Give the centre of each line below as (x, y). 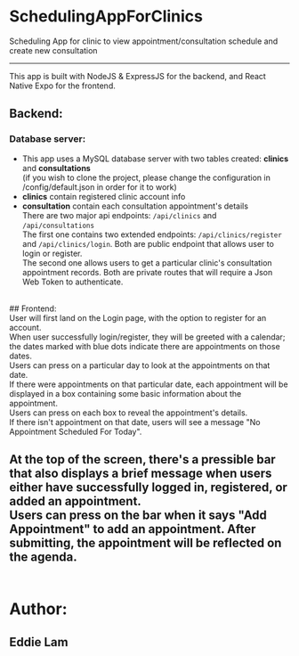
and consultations (56, 168)
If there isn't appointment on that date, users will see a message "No (135, 422)
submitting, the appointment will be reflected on (145, 543)
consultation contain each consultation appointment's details (135, 206)
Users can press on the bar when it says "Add (138, 516)
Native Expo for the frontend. (62, 86)
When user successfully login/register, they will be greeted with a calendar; (147, 337)
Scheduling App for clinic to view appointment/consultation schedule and (144, 41)
